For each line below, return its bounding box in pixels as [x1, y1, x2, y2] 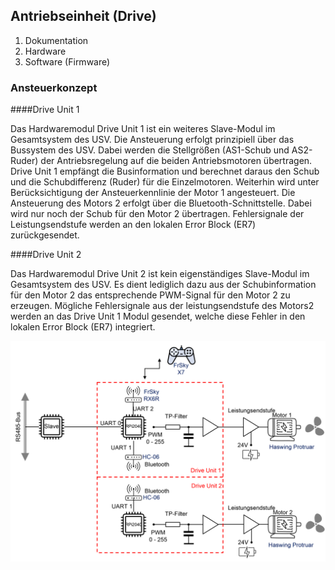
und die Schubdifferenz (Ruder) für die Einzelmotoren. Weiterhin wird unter [10, 176, 320, 188]
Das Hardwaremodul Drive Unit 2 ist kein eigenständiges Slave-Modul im [10, 268, 310, 280]
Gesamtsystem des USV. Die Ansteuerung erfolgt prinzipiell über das [10, 134, 295, 146]
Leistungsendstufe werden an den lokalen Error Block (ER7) [10, 219, 257, 231]
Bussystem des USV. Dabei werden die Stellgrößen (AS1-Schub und [10, 144, 290, 156]
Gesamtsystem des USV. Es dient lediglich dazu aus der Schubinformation [10, 279, 317, 291]
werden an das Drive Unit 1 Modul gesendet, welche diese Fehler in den [10, 310, 306, 323]
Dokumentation [24, 34, 89, 46]
